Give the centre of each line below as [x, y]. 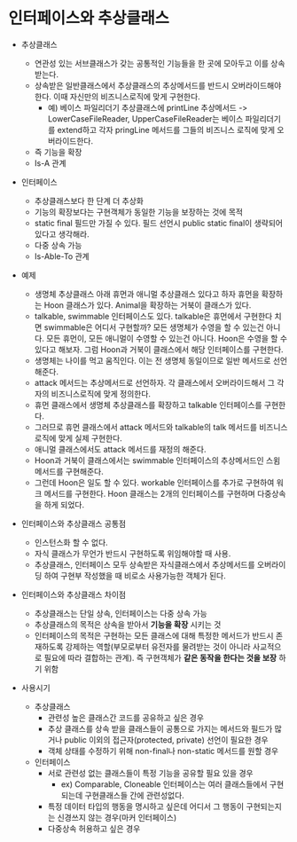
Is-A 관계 [51, 163]
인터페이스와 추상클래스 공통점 [73, 523]
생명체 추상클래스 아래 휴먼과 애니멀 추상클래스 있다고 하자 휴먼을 [147, 294]
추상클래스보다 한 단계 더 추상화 [89, 201]
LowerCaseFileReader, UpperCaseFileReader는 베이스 [145, 118]
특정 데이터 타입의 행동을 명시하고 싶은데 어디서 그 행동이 [146, 806]
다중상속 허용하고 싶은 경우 [94, 828]
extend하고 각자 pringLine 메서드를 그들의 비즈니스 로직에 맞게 [166, 130]
